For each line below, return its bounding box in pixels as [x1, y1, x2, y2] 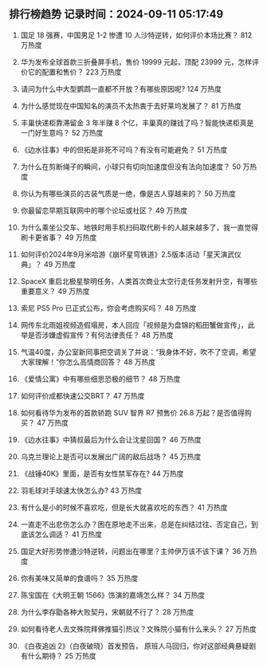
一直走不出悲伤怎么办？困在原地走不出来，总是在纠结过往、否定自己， [20, 519, 252, 529]
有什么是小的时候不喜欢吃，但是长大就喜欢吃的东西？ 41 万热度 [20, 502, 228, 512]
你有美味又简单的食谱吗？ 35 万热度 [20, 573, 139, 583]
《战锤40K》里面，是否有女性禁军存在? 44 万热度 [20, 469, 184, 478]
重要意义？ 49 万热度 [20, 286, 90, 296]
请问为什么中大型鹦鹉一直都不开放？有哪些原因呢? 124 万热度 [20, 84, 222, 93]
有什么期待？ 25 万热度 [20, 650, 96, 660]
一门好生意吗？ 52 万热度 [20, 128, 104, 137]
